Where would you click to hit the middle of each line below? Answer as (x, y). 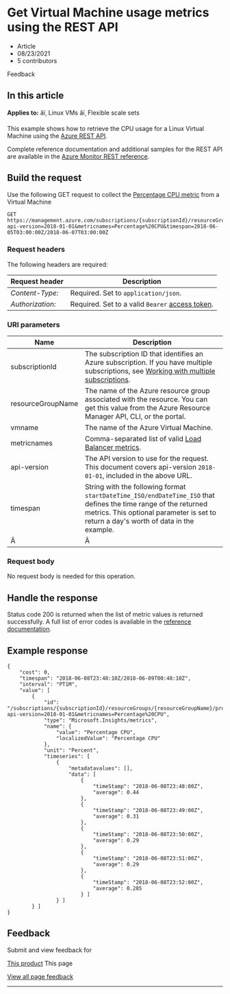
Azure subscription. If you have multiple (149, 363)
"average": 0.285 (117, 889)
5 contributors (37, 60)
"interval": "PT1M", (49, 685)
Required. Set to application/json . (126, 293)
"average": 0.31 (116, 817)
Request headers (36, 250)
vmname (25, 428)
